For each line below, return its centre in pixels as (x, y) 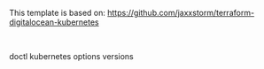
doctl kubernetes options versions (72, 56)
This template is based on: (58, 13)
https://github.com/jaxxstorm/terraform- (181, 13)
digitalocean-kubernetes (54, 22)
